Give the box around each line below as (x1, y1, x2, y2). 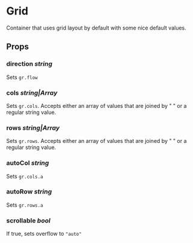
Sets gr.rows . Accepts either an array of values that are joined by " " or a (6, 137, 187, 145)
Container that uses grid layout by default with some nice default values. (6, 24, 187, 31)
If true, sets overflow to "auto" (6, 230, 82, 238)
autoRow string (6, 188, 52, 196)
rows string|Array (6, 124, 60, 132)
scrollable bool (6, 216, 51, 224)
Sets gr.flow (6, 74, 38, 81)
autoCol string (6, 159, 49, 167)
